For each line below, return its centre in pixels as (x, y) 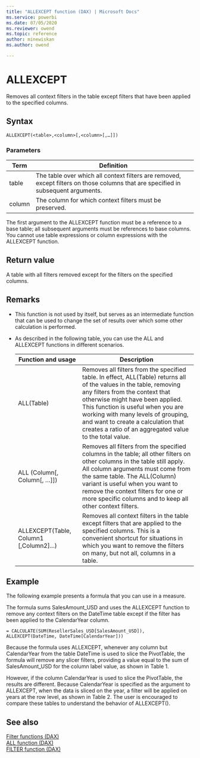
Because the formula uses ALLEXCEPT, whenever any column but (87, 648)
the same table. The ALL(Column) (129, 476)
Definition (113, 165)
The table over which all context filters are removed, (108, 175)
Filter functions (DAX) (33, 737)
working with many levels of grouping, (135, 414)
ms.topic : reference (32, 34)
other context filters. (111, 506)
